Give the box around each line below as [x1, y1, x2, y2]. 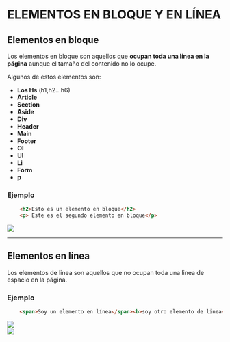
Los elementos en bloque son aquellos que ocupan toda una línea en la [7, 52, 210, 60]
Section [16, 101, 40, 109]
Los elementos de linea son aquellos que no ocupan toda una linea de [7, 268, 204, 276]
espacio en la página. [7, 276, 68, 284]
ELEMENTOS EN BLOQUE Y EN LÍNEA [7, 7, 221, 23]
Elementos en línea [7, 250, 90, 262]
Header [16, 122, 39, 130]
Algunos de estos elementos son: [7, 73, 101, 81]
